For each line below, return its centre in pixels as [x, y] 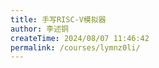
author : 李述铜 [39, 29]
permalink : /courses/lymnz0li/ [75, 47]
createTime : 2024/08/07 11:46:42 [80, 38]
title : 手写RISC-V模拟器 [58, 19]
